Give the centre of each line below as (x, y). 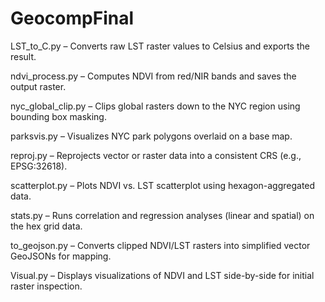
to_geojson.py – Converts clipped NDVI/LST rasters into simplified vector (160, 245)
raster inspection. (46, 286)
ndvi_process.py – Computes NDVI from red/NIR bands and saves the (153, 76)
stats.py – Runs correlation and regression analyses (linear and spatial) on (162, 215)
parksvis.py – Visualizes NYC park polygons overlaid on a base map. (151, 136)
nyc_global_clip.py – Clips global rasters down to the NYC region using (155, 106)
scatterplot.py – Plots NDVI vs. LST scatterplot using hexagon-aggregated (163, 185)
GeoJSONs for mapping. (61, 256)
